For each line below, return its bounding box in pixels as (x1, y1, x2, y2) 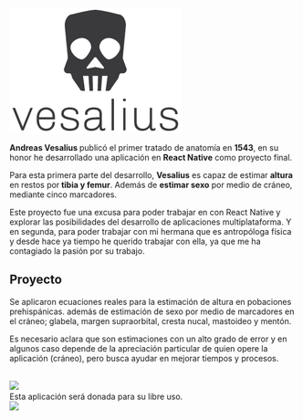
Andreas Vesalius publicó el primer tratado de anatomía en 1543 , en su (9, 142, 279, 152)
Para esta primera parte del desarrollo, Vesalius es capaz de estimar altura (9, 170, 294, 180)
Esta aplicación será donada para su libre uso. (9, 391, 183, 402)
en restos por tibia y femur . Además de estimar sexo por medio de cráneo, (9, 180, 293, 190)
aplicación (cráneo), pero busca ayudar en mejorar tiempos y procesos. (9, 352, 279, 363)
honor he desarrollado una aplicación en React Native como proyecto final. (9, 152, 293, 163)
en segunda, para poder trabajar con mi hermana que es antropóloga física (9, 226, 292, 236)
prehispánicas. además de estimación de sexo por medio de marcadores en (9, 306, 295, 317)
